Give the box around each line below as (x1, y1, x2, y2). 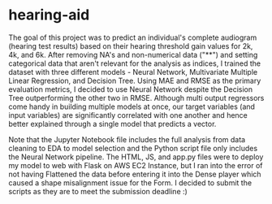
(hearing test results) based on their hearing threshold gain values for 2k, (8, 41, 253, 50)
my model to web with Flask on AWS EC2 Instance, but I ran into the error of (8, 160, 263, 170)
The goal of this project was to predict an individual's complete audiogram (8, 33, 257, 42)
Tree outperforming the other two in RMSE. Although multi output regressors (8, 93, 265, 102)
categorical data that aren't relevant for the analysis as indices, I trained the (8, 59, 261, 68)
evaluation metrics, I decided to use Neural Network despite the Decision (8, 84, 253, 94)
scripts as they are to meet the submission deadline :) (8, 186, 188, 196)
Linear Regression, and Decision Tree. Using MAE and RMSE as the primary (8, 76, 261, 85)
